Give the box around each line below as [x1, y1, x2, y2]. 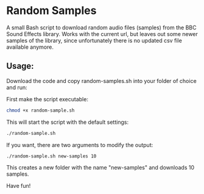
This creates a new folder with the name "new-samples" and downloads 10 [6, 164, 195, 171]
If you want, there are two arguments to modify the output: [6, 141, 153, 148]
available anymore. [6, 43, 54, 51]
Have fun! [6, 182, 31, 190]
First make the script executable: [6, 95, 88, 102]
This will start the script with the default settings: [6, 118, 129, 126]
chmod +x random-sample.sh [6, 107, 75, 113]
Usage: [6, 61, 35, 71]
